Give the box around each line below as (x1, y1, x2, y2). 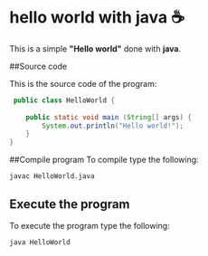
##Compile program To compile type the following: (9, 155, 199, 166)
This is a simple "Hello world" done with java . (9, 43, 182, 54)
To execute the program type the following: (9, 221, 170, 231)
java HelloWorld (9, 238, 71, 247)
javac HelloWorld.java (9, 172, 95, 181)
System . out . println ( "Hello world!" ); (42, 121, 184, 130)
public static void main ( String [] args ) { (25, 112, 193, 122)
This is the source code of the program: (9, 78, 157, 89)
